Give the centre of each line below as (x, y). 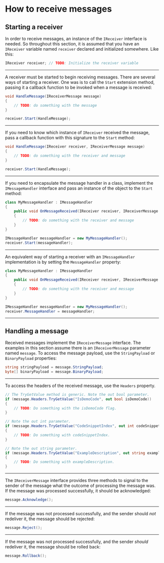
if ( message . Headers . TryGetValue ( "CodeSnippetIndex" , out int (70, 426)
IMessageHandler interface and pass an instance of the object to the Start (79, 188)
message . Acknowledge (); (29, 500)
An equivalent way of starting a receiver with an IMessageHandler (70, 256)
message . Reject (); (24, 527)
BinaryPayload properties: (31, 358)
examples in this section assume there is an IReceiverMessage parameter (78, 348)
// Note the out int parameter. (38, 422)
